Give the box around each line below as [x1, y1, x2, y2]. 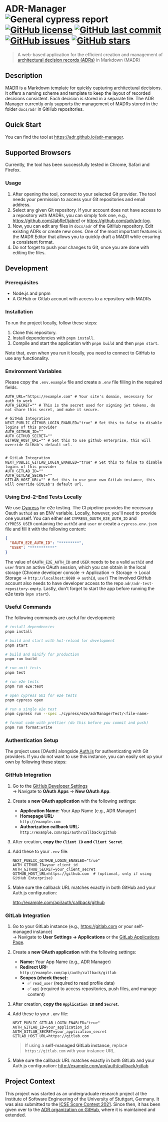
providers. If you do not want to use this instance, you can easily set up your [5, 754, 162, 760]
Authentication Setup [5, 736, 58, 743]
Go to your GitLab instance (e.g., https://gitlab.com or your [12, 923, 133, 929]
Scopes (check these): [19, 975, 68, 981]
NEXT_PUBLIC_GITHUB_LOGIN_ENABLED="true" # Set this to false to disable [5, 420, 162, 425]
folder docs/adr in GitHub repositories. [5, 106, 84, 112]
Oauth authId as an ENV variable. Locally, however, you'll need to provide [5, 510, 156, 516]
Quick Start [5, 121, 41, 129]
